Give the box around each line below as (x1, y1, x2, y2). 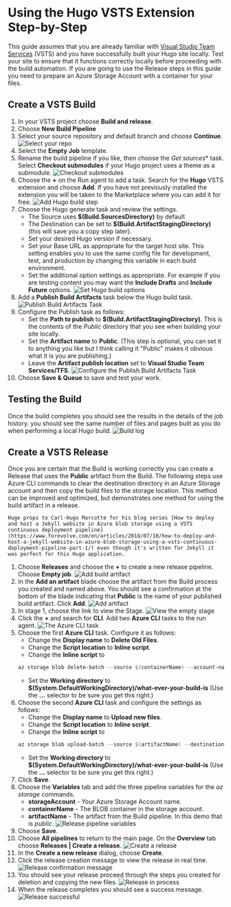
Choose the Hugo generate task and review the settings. (17, 205, 178, 213)
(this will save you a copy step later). (27, 227, 132, 235)
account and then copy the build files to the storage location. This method (8, 487, 217, 495)
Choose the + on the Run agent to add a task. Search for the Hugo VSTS (17, 176, 224, 184)
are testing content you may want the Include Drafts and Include (27, 278, 212, 287)
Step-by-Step (8, 19, 88, 35)
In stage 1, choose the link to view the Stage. (17, 607, 144, 615)
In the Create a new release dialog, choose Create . (17, 849, 164, 857)
